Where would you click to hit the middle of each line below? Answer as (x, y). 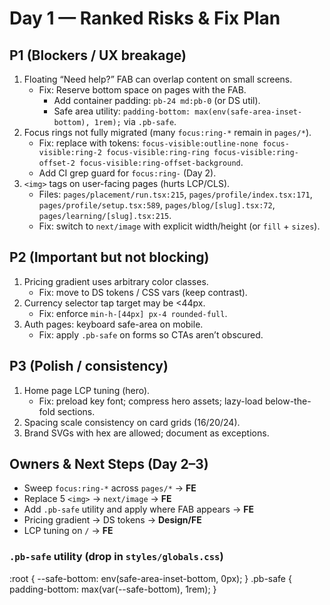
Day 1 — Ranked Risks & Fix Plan (145, 18)
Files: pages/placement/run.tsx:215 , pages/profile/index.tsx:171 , (175, 194)
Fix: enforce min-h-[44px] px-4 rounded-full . (133, 313)
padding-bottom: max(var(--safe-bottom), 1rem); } (113, 589)
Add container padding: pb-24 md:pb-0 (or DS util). (157, 100)
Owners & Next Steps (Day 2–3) (109, 464)
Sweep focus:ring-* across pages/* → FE (110, 488)
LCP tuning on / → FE (68, 531)
